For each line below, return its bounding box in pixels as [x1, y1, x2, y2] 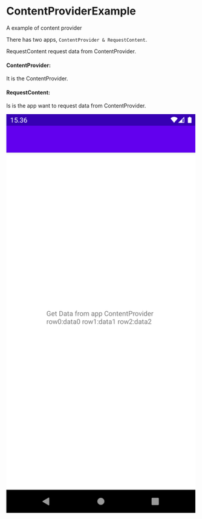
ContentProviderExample [6, 4, 136, 18]
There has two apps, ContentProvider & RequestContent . [6, 36, 147, 43]
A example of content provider [6, 24, 82, 31]
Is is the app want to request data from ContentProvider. [6, 102, 146, 109]
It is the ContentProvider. [6, 75, 68, 82]
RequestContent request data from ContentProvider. [6, 47, 136, 55]
